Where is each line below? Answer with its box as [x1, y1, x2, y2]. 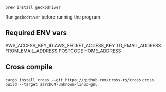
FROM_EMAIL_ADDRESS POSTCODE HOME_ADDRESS [5, 48, 121, 54]
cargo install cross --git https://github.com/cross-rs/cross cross [5, 77, 154, 82]
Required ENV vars [5, 29, 67, 38]
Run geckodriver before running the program [5, 14, 100, 20]
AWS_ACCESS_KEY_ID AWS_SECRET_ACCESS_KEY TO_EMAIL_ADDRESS [5, 42, 161, 48]
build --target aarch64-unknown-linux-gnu [5, 82, 98, 87]
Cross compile [5, 63, 53, 71]
